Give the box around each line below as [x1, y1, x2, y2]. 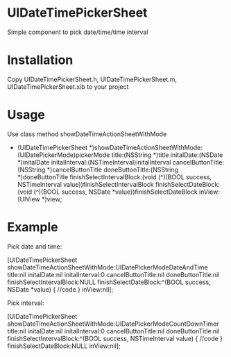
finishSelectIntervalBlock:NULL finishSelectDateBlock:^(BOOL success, [7, 278, 211, 286]
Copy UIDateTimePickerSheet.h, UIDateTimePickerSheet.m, [7, 75, 177, 83]
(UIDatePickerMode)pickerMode [17, 151, 110, 159]
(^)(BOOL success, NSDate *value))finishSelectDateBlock [33, 188, 198, 196]
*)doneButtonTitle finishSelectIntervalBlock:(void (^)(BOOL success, [17, 172, 212, 181]
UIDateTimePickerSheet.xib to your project [7, 82, 129, 91]
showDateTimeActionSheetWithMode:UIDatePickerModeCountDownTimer [7, 319, 220, 328]
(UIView [17, 194, 40, 203]
